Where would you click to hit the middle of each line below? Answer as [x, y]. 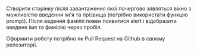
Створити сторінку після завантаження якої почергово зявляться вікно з [99, 9]
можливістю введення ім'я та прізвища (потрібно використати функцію [97, 15]
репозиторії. [22, 45]
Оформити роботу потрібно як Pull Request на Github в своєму [86, 38]
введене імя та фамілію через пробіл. [54, 27]
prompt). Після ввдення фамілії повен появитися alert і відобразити [92, 21]
